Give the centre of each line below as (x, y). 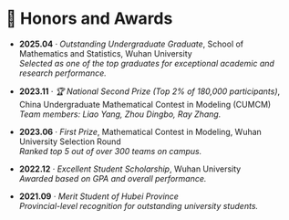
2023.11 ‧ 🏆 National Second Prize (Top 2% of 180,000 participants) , (150, 91)
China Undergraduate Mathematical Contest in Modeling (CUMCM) (145, 104)
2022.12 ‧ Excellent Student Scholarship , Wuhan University (130, 169)
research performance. (63, 73)
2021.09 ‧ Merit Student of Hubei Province (98, 196)
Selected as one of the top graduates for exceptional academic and (146, 63)
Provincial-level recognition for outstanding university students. (139, 205)
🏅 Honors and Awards (89, 19)
